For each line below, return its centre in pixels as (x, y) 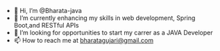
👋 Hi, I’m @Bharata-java (48, 11)
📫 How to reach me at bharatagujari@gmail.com (84, 40)
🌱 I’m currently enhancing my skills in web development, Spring (104, 18)
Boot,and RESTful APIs (46, 25)
